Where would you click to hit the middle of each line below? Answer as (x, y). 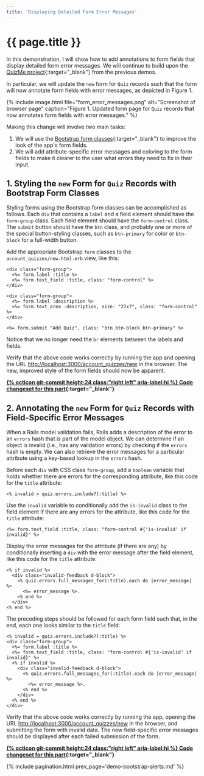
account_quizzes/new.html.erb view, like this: (63, 258)
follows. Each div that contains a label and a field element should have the (100, 214)
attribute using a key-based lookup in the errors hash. (74, 458)
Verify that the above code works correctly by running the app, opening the (101, 717)
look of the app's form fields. (51, 145)
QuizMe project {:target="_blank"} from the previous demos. (82, 72)
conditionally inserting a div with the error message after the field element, (100, 552)
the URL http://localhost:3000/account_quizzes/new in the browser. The (97, 364)
